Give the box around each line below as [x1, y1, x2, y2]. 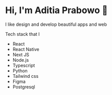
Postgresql [12, 83, 35, 90]
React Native [12, 46, 39, 52]
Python [12, 68, 28, 74]
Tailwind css [12, 73, 39, 79]
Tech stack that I [5, 31, 40, 37]
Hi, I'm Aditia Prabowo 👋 [5, 5, 108, 16]
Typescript [12, 62, 35, 68]
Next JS [12, 52, 29, 58]
